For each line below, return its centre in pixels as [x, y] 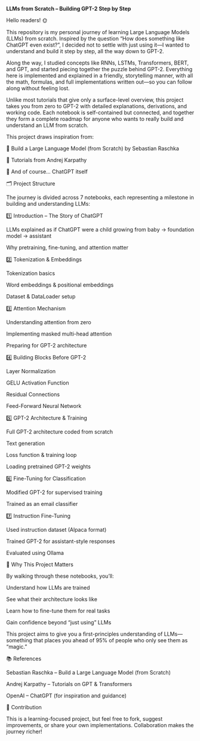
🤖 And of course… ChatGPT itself [47, 172]
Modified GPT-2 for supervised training [54, 492]
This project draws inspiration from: [50, 137]
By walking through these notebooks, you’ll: [60, 576]
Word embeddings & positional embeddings [60, 285]
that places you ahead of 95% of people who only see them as [111, 640]
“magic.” [17, 647]
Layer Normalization [31, 371]
